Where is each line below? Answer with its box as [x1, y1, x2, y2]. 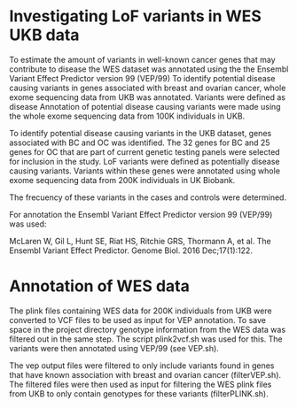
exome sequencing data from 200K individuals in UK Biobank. [9, 174, 236, 185]
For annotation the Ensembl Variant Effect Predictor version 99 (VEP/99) [9, 209, 273, 219]
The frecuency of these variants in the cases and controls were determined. [9, 192, 286, 203]
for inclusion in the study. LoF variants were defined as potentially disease [9, 156, 280, 166]
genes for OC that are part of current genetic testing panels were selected [9, 146, 281, 157]
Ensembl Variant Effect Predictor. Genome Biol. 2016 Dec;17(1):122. [9, 245, 253, 256]
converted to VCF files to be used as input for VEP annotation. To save [9, 314, 266, 325]
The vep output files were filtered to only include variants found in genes [9, 360, 275, 371]
